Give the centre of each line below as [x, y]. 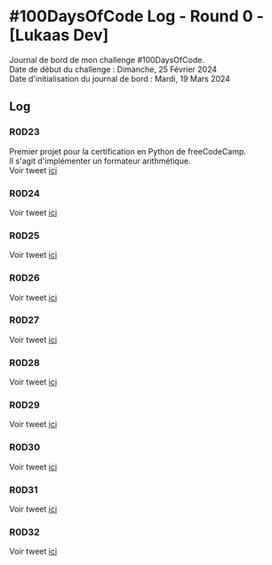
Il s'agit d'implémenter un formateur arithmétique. [100, 161]
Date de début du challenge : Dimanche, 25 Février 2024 [113, 69]
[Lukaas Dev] [59, 35]
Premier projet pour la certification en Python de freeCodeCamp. [128, 151]
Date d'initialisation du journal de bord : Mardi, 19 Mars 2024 [120, 78]
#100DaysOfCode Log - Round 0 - [137, 16]
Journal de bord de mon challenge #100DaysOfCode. [107, 60]
